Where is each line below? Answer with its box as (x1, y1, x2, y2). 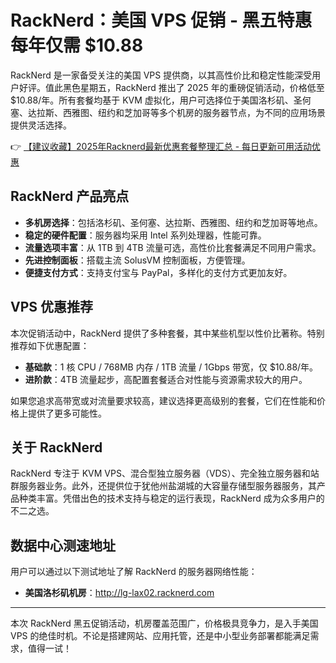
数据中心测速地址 (10, 537, 116, 554)
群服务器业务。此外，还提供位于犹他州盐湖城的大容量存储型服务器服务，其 (10, 480, 317, 492)
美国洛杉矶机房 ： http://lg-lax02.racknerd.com (24, 587, 215, 599)
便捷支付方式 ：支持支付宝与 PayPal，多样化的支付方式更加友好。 (24, 266, 293, 278)
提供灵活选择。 (10, 119, 72, 131)
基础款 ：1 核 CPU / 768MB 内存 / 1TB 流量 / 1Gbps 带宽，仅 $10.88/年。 (24, 361, 319, 373)
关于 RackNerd (10, 439, 103, 456)
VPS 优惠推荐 (10, 299, 94, 316)
